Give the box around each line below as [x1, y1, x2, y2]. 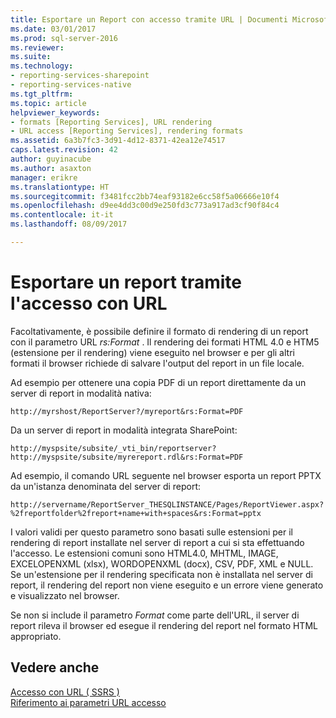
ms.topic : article [10, 98, 87, 108]
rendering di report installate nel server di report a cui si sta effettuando [10, 536, 305, 548]
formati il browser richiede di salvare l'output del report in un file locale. [10, 357, 305, 369]
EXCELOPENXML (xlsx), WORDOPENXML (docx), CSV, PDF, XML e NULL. [10, 557, 314, 570]
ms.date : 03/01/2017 [10, 24, 97, 34]
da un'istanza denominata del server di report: [10, 480, 202, 492]
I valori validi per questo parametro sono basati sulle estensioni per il [10, 526, 294, 538]
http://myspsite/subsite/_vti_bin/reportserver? [10, 443, 217, 453]
